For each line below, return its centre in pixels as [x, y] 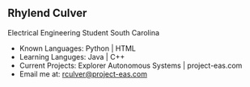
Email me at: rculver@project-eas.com [83, 74]
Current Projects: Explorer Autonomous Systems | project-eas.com [131, 65]
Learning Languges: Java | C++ [72, 56]
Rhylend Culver [47, 13]
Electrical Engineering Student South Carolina [83, 32]
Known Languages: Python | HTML [78, 48]
